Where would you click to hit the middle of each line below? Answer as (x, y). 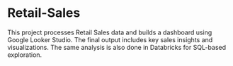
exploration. (25, 55)
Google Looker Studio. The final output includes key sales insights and (110, 39)
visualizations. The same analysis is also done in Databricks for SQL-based (117, 47)
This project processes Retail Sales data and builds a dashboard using (110, 32)
